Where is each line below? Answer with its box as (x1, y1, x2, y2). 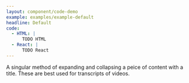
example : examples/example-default (6, 14, 94, 20)
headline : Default (6, 20, 52, 25)
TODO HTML (21, 36, 46, 42)
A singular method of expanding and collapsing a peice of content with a (6, 63, 184, 71)
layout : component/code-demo (6, 8, 78, 15)
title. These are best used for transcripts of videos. (6, 69, 130, 77)
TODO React (21, 47, 49, 53)
